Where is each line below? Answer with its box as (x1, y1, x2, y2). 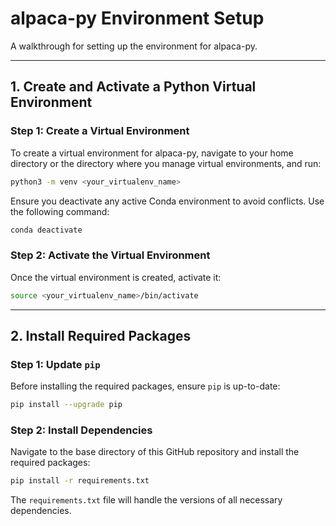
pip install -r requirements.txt (10, 476, 150, 486)
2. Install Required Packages (10, 327, 192, 344)
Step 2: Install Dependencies (10, 423, 153, 437)
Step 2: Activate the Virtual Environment (10, 248, 211, 262)
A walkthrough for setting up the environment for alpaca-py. (10, 40, 258, 52)
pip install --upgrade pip (10, 400, 123, 410)
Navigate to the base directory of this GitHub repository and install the (10, 446, 300, 458)
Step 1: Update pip (10, 357, 101, 371)
